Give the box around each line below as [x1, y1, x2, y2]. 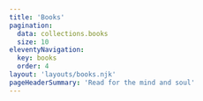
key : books [17, 54, 57, 62]
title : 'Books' [9, 12, 65, 22]
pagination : [9, 21, 53, 30]
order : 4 [17, 62, 49, 71]
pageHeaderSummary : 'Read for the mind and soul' [9, 78, 196, 87]
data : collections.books [17, 29, 109, 38]
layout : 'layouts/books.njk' [9, 70, 117, 79]
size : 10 [17, 37, 49, 47]
